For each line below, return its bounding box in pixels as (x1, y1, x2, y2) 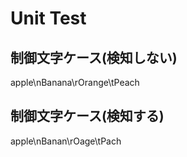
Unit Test (10, 7, 87, 30)
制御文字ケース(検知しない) (10, 49, 178, 66)
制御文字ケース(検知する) (10, 108, 165, 125)
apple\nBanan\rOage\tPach (10, 135, 122, 147)
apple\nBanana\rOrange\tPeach (10, 77, 140, 88)
